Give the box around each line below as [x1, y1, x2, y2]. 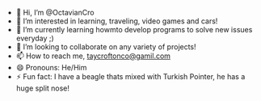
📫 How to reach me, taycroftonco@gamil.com [15, 51, 171, 61]
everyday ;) [15, 33, 54, 43]
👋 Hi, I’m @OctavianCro [15, 8, 95, 17]
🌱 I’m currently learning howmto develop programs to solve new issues [15, 25, 253, 34]
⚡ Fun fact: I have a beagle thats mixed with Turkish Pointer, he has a [15, 72, 246, 81]
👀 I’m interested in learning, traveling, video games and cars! [15, 16, 218, 26]
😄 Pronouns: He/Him [15, 63, 87, 72]
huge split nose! [15, 83, 70, 93]
